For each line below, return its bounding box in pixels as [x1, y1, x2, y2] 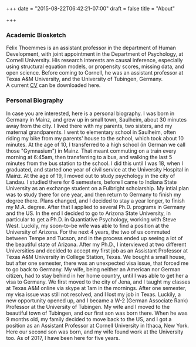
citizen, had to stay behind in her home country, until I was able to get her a [6, 272, 188, 279]
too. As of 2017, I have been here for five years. [6, 334, 120, 341]
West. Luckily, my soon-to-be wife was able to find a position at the [6, 222, 169, 229]
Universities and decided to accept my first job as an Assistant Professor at [6, 247, 188, 254]
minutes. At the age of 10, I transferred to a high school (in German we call [6, 141, 186, 148]
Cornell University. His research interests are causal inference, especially [6, 57, 183, 64]
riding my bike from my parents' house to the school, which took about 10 [6, 134, 184, 142]
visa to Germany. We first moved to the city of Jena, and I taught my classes [6, 278, 191, 285]
